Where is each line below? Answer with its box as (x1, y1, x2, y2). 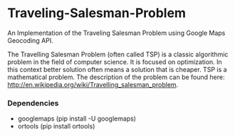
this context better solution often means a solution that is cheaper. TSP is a (7, 65, 227, 73)
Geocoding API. (7, 36, 53, 44)
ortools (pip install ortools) (17, 122, 95, 131)
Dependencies (7, 98, 59, 108)
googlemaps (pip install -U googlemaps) (17, 114, 137, 123)
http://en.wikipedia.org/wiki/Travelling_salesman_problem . (7, 80, 179, 88)
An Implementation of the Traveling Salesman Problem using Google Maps (7, 29, 226, 37)
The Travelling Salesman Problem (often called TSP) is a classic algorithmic (7, 50, 229, 59)
